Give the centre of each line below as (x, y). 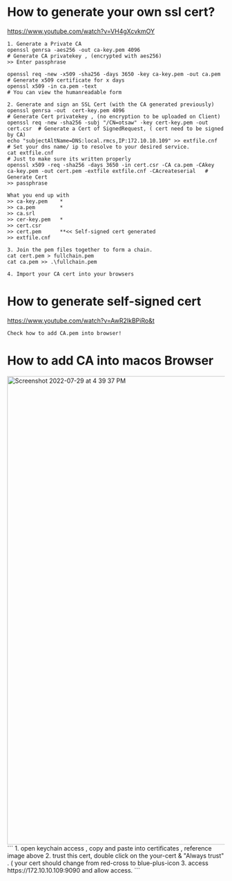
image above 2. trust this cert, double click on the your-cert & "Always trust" (116, 855)
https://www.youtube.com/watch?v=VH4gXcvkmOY (81, 31)
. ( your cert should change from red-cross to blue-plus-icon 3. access (108, 863)
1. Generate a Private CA (44, 44)
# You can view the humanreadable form (65, 92)
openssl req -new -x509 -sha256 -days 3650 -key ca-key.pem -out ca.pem (114, 74)
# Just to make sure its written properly (69, 159)
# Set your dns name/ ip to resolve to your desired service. (98, 147)
